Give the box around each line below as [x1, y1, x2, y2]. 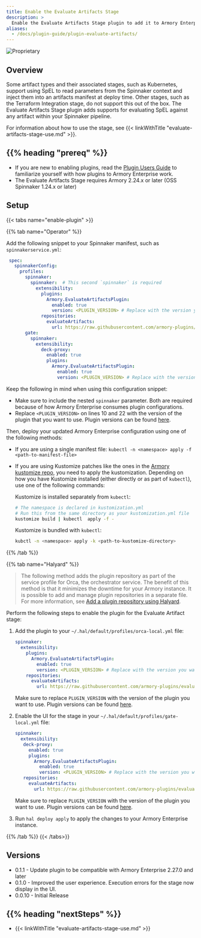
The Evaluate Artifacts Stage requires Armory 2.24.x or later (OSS [14, 176, 177, 183]
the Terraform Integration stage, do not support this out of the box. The [6, 99, 182, 107]
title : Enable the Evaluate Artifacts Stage [6, 8, 119, 15]
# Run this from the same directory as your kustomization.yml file [14, 510, 190, 516]
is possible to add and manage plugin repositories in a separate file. [20, 592, 188, 599]
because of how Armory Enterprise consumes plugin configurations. [14, 403, 184, 411]
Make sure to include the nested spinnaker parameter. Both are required [14, 397, 193, 404]
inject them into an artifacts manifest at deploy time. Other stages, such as [6, 94, 190, 101]
